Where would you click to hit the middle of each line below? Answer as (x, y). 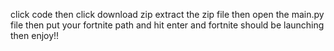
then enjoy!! (35, 35)
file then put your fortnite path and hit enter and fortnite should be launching (167, 25)
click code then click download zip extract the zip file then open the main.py (167, 14)
